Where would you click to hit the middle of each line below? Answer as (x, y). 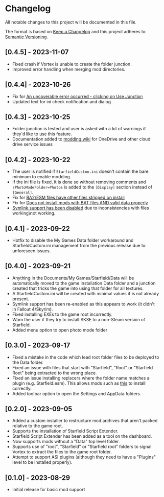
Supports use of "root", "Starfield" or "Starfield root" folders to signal (82, 447)
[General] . (23, 192)
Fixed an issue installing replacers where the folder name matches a (81, 378)
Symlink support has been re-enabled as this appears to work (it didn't (83, 304)
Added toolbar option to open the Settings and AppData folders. (77, 393)
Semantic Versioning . (26, 37)
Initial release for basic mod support (48, 490)
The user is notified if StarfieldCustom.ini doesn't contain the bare (80, 171)
